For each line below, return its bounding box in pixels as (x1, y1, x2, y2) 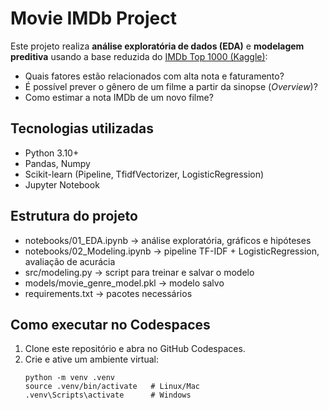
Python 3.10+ (24, 147, 80, 159)
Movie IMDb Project (10, 7, 177, 30)
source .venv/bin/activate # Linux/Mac (24, 382, 200, 392)
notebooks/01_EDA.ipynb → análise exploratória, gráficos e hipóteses (24, 234, 312, 246)
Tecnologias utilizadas (10, 120, 154, 137)
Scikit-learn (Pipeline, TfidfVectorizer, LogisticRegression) (24, 168, 265, 180)
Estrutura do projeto (10, 208, 138, 225)
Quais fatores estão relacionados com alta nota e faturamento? (24, 70, 285, 82)
